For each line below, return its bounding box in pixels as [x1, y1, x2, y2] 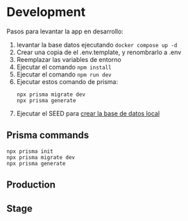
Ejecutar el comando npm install [16, 63, 112, 71]
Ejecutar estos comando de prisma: [16, 77, 119, 85]
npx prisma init [6, 147, 53, 155]
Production [6, 179, 56, 191]
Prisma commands [6, 129, 89, 141]
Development [6, 4, 86, 20]
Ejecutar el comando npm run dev [16, 70, 112, 79]
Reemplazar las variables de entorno [16, 55, 122, 63]
